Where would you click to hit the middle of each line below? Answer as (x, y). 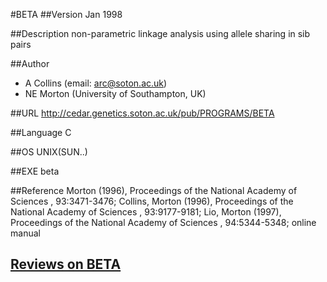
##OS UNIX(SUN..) (49, 152)
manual (25, 233)
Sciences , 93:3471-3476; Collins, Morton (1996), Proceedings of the (152, 201)
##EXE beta (35, 171)
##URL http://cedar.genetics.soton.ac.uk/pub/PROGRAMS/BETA (142, 113)
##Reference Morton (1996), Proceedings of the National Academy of (154, 190)
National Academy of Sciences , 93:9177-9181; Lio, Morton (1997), (146, 212)
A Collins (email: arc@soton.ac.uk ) (96, 83)
